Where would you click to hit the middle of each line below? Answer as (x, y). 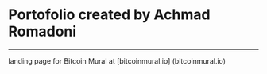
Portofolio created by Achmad (109, 15)
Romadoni (43, 31)
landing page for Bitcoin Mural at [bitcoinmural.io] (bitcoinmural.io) (117, 60)
